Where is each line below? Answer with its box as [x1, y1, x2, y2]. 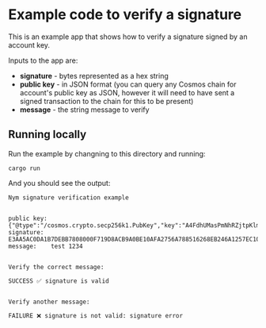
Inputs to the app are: [8, 56, 78, 65]
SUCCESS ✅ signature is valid [8, 276, 109, 285]
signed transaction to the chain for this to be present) [19, 96, 194, 106]
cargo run [8, 164, 41, 172]
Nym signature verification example [8, 193, 129, 202]
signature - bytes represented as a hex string [19, 71, 169, 80]
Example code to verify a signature [8, 6, 242, 24]
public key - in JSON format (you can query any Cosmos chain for [19, 79, 237, 89]
